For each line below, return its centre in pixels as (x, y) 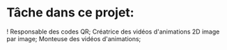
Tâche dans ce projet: (70, 13)
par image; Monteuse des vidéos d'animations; (74, 38)
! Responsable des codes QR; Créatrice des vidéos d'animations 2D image (113, 32)
